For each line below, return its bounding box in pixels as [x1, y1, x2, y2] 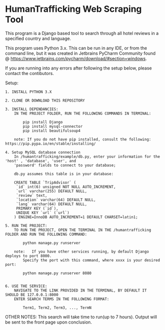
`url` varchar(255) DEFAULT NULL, [16, 188, 87, 193]
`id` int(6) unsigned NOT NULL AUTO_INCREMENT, [16, 184, 116, 189]
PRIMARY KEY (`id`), [16, 206, 58, 211]
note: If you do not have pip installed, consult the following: [14, 137, 152, 142]
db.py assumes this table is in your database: [14, 171, 114, 176]
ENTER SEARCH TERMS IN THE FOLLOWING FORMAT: [14, 296, 110, 301]
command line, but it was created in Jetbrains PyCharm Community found [5, 50, 156, 56]
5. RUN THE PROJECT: [5, 223, 48, 228]
